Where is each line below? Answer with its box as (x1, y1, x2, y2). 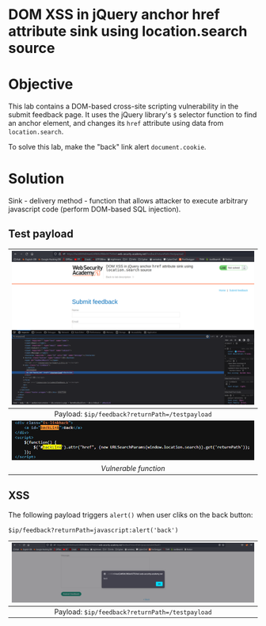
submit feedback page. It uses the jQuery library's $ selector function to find (8, 110, 257, 120)
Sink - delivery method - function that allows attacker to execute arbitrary (8, 196, 248, 206)
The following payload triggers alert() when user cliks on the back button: (8, 510, 253, 519)
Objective (8, 75, 74, 93)
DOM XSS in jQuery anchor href (8, 6, 220, 24)
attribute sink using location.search (8, 22, 248, 40)
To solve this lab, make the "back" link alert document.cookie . (8, 142, 207, 152)
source (8, 40, 55, 57)
